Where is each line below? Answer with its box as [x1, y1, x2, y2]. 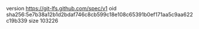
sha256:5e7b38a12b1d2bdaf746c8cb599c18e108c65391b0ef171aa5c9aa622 [6, 11, 193, 18]
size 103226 [29, 17, 58, 24]
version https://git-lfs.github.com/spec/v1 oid [6, 5, 117, 12]
